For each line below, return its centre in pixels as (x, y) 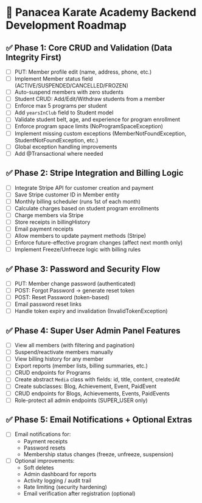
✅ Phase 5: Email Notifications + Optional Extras (99, 420)
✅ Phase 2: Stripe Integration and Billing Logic (95, 173)
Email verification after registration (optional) (79, 493)
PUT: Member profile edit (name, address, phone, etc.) (83, 72)
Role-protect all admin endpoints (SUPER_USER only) (81, 400)
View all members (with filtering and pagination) (75, 345)
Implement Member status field (54, 79)
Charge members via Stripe (49, 215)
